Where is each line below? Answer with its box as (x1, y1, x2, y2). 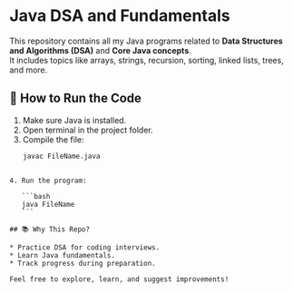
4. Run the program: (9, 176, 88, 185)
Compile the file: (22, 133, 84, 145)
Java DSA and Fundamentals (9, 5, 231, 26)
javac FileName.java (22, 151, 101, 161)
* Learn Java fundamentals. (9, 250, 116, 259)
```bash (21, 191, 51, 200)
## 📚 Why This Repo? (9, 224, 91, 234)
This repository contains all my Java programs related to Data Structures (9, 35, 283, 46)
